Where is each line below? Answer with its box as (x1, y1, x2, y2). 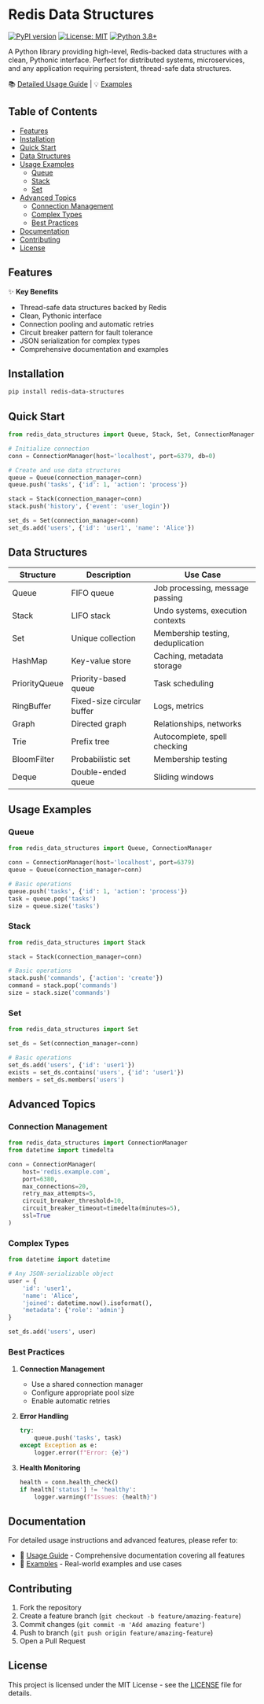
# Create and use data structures (8, 466, 122, 474)
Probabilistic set (71, 753, 131, 764)
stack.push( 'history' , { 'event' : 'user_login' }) (8, 502, 170, 511)
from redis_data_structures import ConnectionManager (8, 1139, 189, 1147)
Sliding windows (153, 771, 214, 782)
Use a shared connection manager (31, 1380, 144, 1389)
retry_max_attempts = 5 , (22, 1190, 97, 1198)
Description (86, 569, 131, 580)
